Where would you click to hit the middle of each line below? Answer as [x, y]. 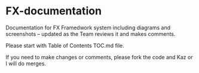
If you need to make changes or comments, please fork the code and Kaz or [99, 57]
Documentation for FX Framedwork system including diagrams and [88, 28]
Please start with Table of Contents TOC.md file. [65, 45]
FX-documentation [54, 11]
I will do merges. [26, 63]
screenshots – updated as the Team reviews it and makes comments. [91, 34]
